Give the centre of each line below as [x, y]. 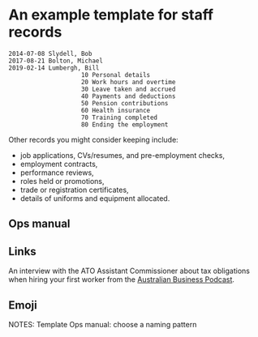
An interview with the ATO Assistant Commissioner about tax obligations [129, 271]
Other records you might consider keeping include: [93, 139]
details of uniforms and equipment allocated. [95, 198]
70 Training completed [119, 117]
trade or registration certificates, [74, 190]
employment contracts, [59, 164]
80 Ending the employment [125, 124]
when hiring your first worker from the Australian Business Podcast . [122, 279]
